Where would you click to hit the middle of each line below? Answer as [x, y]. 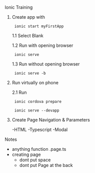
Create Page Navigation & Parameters [51, 120]
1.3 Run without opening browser [46, 64]
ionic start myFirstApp [39, 26]
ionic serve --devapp [37, 110]
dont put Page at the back [46, 165]
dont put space [35, 160]
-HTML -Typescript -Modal [40, 130]
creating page [26, 154]
